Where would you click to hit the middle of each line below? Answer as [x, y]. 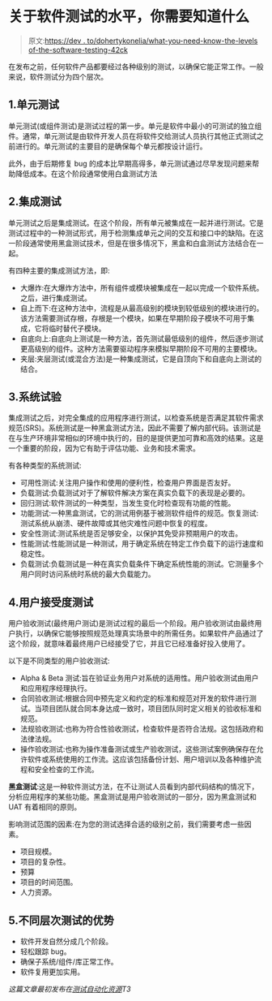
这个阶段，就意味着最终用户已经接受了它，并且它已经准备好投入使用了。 [129, 644]
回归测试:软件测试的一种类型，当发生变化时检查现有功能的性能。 [127, 503]
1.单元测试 [34, 105]
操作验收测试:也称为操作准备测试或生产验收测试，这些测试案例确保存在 [138, 749]
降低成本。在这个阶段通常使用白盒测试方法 [86, 173]
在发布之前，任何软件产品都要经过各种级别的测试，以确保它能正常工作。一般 [136, 67]
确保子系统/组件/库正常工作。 [69, 962]
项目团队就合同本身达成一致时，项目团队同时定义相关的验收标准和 [151, 709]
